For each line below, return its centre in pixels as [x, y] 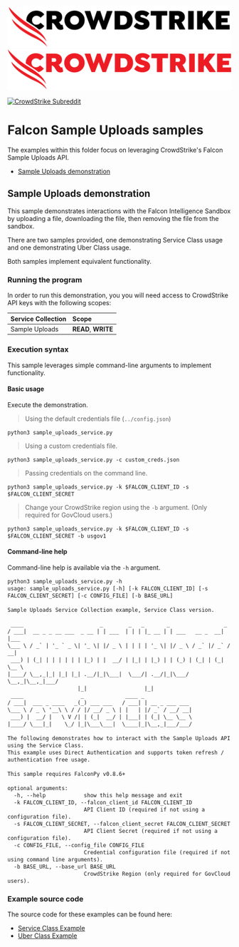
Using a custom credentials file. [71, 446]
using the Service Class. [46, 746]
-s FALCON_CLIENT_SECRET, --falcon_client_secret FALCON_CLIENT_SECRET [122, 824]
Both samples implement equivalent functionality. [79, 261]
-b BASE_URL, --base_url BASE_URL [65, 867]
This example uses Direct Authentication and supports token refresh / [116, 753]
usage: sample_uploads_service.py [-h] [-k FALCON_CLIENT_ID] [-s [108, 589]
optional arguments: [38, 789]
